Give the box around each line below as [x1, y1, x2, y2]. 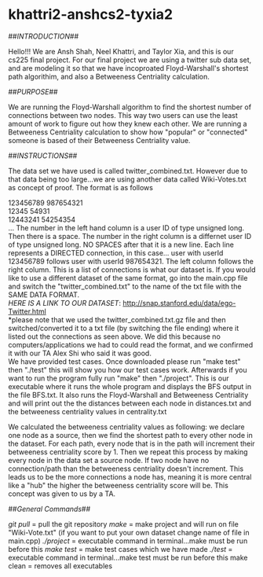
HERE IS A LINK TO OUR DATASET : [8, 298, 122, 307]
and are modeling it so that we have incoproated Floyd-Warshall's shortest [8, 63, 249, 72]
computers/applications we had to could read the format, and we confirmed [8, 340, 254, 349]
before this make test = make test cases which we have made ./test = [8, 544, 233, 553]
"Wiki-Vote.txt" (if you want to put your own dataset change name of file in [8, 527, 250, 537]
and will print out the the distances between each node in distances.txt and [8, 399, 252, 408]
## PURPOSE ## [8, 86, 58, 96]
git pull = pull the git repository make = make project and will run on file [8, 519, 239, 528]
